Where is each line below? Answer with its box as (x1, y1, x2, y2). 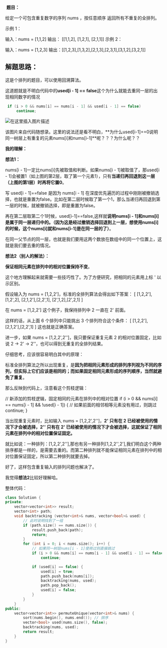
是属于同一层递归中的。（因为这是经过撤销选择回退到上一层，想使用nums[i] (5, 219, 159, 225)
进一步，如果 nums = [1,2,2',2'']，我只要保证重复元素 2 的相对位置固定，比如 (5, 334, 162, 340)
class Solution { (5, 495, 41, 500)
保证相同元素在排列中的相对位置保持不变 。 (5, 264, 92, 270)
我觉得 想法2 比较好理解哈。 (5, 474, 61, 480)
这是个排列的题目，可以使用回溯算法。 (5, 77, 83, 83)
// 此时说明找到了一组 (23, 518, 63, 523)
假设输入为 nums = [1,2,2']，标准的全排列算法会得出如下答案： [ (5, 291, 136, 297)
